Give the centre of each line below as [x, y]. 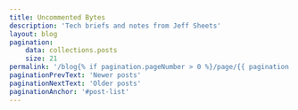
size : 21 [41, 59]
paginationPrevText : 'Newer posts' [75, 75]
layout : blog [33, 34]
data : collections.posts [71, 51]
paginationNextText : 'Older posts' [75, 83]
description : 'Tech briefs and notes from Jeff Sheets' [115, 26]
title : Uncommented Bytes [57, 17]
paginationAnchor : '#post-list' [69, 91]
